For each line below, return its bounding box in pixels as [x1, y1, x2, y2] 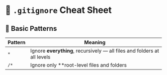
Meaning [84, 39, 106, 46]
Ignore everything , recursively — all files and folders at [30, 47, 160, 54]
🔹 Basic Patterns [5, 24, 57, 33]
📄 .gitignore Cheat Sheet [5, 4, 112, 16]
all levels [30, 54, 51, 60]
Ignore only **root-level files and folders [30, 62, 127, 69]
